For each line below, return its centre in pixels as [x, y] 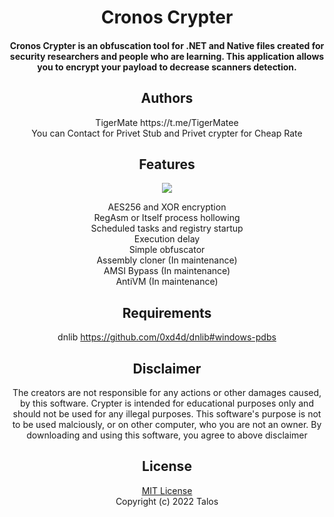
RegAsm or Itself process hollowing [167, 218]
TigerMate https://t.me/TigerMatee [167, 122]
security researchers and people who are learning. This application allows [167, 56]
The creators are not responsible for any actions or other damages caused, [167, 393]
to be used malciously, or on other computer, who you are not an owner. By [167, 425]
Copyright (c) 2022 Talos [167, 501]
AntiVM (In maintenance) [167, 282]
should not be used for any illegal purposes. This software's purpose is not [167, 414]
